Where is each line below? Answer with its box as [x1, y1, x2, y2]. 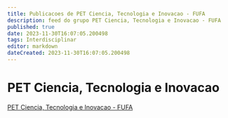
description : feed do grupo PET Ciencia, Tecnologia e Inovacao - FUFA [7, 17, 221, 24]
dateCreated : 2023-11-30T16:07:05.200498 [7, 50, 130, 57]
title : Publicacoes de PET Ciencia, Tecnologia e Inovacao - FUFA [7, 10, 206, 18]
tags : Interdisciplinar [7, 37, 77, 44]
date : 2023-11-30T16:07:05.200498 [7, 29, 109, 37]
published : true [7, 23, 55, 30]
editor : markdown [7, 43, 58, 50]
